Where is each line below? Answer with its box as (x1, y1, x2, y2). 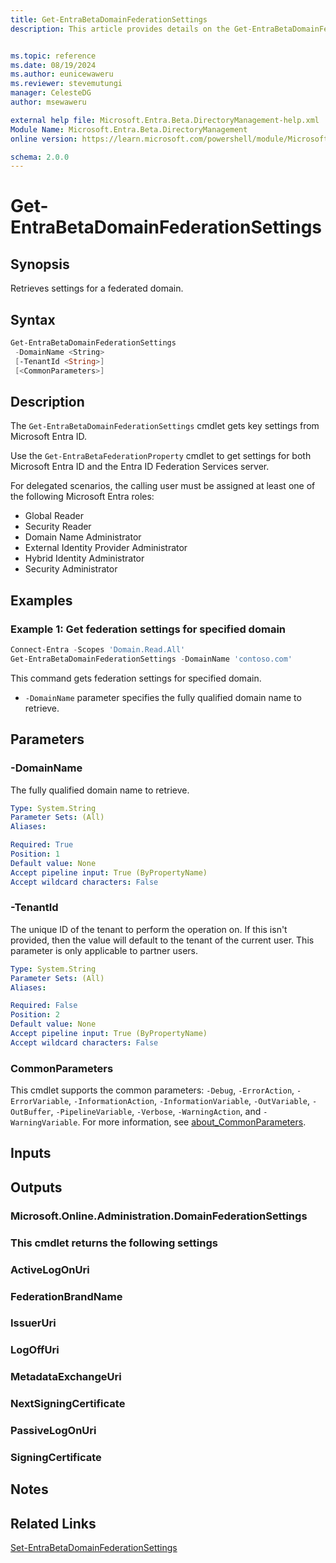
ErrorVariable (10, 1097, 70, 1107)
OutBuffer (10, 1107, 52, 1118)
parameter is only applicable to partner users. (10, 944, 199, 956)
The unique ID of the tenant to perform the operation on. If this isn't (10, 923, 288, 935)
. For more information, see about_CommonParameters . (77, 1116, 307, 1128)
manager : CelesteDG (10, 88, 92, 98)
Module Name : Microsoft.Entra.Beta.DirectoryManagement (10, 124, 248, 135)
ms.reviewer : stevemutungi (10, 79, 123, 89)
